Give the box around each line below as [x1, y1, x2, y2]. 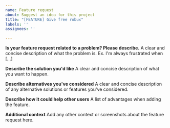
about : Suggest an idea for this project [5, 12, 95, 17]
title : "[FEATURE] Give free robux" [5, 17, 83, 22]
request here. [5, 117, 34, 123]
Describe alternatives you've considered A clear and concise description [5, 81, 162, 87]
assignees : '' [5, 27, 36, 32]
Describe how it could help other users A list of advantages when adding [5, 96, 161, 103]
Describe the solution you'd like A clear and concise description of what [5, 66, 160, 72]
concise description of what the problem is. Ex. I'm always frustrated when [5, 50, 163, 57]
